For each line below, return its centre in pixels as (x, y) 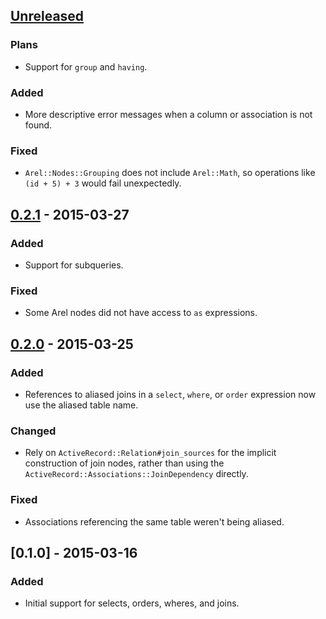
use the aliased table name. (81, 405)
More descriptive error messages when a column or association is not (168, 114)
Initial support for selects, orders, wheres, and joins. (132, 603)
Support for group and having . (86, 66)
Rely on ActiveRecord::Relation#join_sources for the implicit (150, 453)
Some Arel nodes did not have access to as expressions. (141, 313)
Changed (33, 431)
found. (38, 125)
